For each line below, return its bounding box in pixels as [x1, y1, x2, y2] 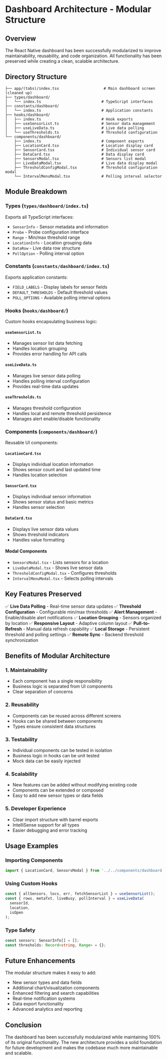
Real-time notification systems [12, 995, 75, 1002]
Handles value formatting [12, 537, 65, 543]
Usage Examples [5, 842, 58, 850]
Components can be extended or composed [12, 787, 104, 793]
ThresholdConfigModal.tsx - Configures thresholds [12, 570, 117, 576]
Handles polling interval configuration [12, 378, 90, 384]
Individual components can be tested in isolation [12, 747, 112, 753]
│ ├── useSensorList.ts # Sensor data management [5, 121, 155, 126]
